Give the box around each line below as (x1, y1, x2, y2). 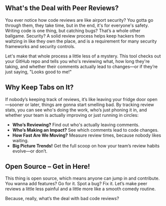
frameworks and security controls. (5, 43, 76, 49)
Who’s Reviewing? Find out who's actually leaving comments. (12, 121, 140, 128)
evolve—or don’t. (12, 148, 48, 154)
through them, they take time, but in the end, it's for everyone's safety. (5, 22, 149, 28)
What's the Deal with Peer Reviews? (5, 4, 119, 12)
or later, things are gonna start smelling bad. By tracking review (24, 102, 155, 107)
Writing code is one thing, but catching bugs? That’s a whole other (5, 27, 141, 34)
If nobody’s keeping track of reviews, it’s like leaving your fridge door (5, 96, 146, 102)
